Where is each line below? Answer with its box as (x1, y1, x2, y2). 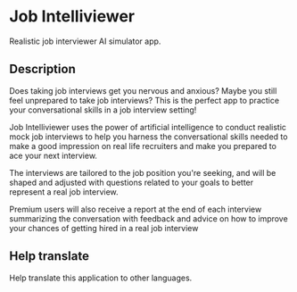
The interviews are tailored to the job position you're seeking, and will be (9, 167, 276, 178)
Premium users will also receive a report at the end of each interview (9, 204, 262, 214)
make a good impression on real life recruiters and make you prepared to (9, 140, 276, 151)
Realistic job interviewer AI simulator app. (9, 36, 161, 46)
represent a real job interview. (9, 186, 119, 197)
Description (9, 62, 76, 77)
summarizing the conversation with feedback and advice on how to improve (9, 213, 288, 224)
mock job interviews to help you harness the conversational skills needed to (9, 131, 288, 142)
